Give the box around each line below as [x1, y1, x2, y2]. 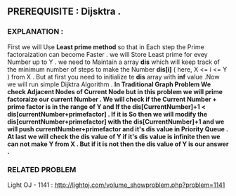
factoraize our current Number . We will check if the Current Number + [7, 95, 217, 103]
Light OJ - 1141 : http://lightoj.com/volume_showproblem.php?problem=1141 [7, 181, 225, 189]
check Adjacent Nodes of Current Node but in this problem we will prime [7, 87, 223, 96]
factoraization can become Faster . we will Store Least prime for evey [7, 50, 209, 58]
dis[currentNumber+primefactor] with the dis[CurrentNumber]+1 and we [7, 117, 225, 126]
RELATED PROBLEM [7, 164, 77, 174]
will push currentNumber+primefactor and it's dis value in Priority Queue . [7, 124, 228, 133]
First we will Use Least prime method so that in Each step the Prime [7, 42, 205, 51]
